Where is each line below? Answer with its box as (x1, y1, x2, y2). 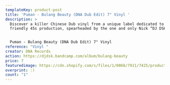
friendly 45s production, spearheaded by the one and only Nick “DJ (10, 26, 157, 31)
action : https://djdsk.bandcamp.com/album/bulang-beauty (5, 53, 128, 58)
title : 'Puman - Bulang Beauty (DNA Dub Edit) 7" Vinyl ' (5, 12, 130, 17)
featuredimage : (5, 63, 37, 68)
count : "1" (5, 72, 28, 77)
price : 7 (5, 58, 24, 63)
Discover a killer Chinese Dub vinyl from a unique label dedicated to (10, 21, 164, 27)
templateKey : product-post (5, 7, 62, 13)
